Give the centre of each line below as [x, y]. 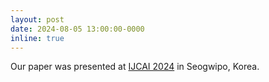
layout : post [37, 19]
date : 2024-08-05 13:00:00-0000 [77, 29]
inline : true [37, 38]
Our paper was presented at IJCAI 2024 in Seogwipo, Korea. [135, 67]
